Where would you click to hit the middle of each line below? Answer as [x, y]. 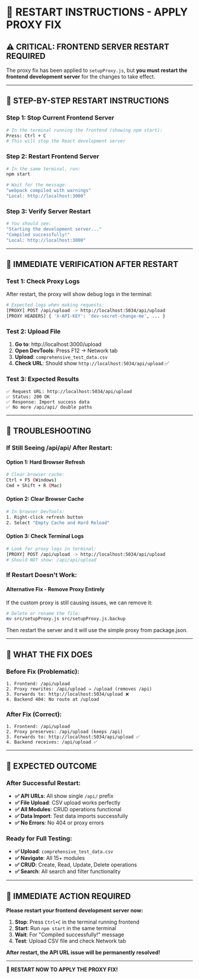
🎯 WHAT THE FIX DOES [49, 655]
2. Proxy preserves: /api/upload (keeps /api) [65, 732]
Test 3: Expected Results [43, 379]
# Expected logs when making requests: [55, 305]
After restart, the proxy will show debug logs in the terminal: [79, 294]
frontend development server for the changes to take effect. [81, 76]
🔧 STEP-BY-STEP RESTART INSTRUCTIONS [88, 101]
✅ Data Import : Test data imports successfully [71, 816]
